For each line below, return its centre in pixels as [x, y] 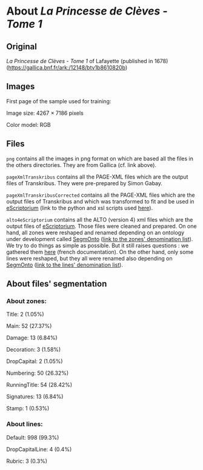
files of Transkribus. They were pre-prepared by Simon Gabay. [84, 183]
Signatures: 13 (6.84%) [35, 397]
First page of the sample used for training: [59, 101]
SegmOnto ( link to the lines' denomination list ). [65, 265]
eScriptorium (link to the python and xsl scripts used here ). [80, 208]
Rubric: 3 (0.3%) [27, 461]
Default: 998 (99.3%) [33, 437]
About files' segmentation [57, 284]
